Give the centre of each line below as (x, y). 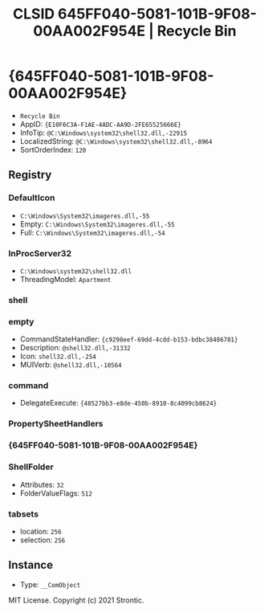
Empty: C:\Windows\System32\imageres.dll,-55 (97, 224)
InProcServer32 (40, 253)
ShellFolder (31, 467)
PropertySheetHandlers (56, 424)
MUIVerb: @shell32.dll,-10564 (71, 365)
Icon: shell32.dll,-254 (58, 356)
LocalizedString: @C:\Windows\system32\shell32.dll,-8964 (116, 141)
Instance (31, 565)
